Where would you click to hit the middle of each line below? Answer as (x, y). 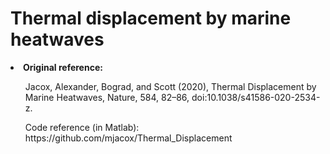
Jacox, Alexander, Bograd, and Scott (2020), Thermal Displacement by (170, 86)
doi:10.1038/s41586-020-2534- (256, 97)
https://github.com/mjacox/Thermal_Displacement (128, 138)
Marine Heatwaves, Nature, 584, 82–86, (107, 97)
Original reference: (63, 67)
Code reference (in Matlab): (82, 127)
